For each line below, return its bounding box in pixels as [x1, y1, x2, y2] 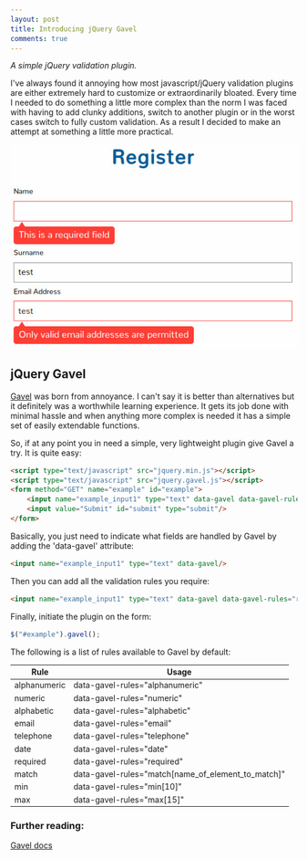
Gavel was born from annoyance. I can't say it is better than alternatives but [10, 391, 295, 402]
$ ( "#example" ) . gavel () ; [10, 630, 101, 639]
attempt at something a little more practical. [10, 126, 174, 137]
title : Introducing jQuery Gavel [10, 24, 138, 34]
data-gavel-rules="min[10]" [73, 781, 182, 792]
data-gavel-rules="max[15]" [73, 794, 185, 805]
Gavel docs [10, 840, 53, 851]
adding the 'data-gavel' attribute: [10, 539, 135, 551]
